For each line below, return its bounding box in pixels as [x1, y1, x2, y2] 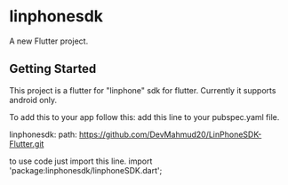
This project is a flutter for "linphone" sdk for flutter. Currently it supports [9, 84, 276, 95]
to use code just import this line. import [9, 156, 153, 166]
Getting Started [9, 61, 97, 76]
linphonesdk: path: [9, 129, 77, 140]
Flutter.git [9, 138, 44, 149]
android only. [9, 94, 58, 105]
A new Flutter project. [9, 36, 89, 46]
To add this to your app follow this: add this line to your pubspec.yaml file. [9, 111, 280, 122]
